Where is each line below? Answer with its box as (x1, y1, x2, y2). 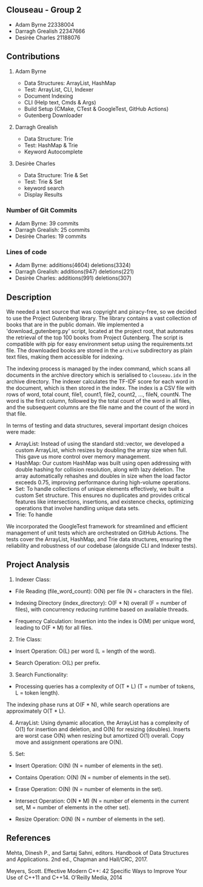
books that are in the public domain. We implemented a (6, 321, 144, 328)
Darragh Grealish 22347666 (15, 27, 85, 35)
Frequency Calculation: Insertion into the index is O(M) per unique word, (15, 617, 196, 624)
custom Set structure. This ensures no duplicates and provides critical (15, 491, 190, 499)
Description (6, 292, 52, 302)
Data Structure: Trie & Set (24, 171, 88, 178)
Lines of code (6, 248, 47, 256)
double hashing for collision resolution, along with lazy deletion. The (15, 466, 185, 473)
